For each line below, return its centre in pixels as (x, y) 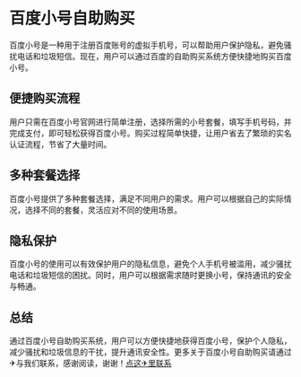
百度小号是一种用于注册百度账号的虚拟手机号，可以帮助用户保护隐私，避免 (146, 45)
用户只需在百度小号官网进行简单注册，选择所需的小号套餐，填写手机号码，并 (150, 121)
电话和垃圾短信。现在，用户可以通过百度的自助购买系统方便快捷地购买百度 (154, 56)
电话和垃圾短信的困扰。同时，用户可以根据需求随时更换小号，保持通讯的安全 (150, 276)
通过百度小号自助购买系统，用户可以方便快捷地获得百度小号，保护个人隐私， (150, 341)
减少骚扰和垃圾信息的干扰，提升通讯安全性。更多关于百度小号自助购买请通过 (150, 352)
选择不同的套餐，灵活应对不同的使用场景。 (103, 210)
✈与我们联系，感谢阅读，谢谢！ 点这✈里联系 (90, 364)
